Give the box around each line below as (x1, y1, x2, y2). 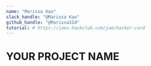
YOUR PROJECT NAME (6, 50, 120, 63)
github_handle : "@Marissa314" (6, 19, 80, 25)
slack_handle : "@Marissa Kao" (6, 14, 80, 20)
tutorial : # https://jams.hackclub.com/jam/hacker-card (6, 25, 145, 31)
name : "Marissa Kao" (6, 8, 57, 15)
